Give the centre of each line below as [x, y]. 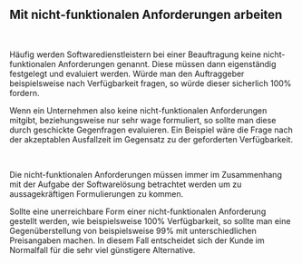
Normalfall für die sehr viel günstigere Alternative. [102, 249]
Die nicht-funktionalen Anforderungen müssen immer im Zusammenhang [146, 174]
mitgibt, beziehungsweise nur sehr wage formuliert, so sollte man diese [143, 120]
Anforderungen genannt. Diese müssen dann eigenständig [167, 64]
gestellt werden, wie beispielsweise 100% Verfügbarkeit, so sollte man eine [150, 220]
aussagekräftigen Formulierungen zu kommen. [97, 193]
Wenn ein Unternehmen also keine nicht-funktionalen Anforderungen [138, 110]
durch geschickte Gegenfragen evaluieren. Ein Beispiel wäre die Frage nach [151, 130]
